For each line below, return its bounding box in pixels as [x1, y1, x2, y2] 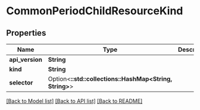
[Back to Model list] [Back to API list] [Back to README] [6, 98, 143, 105]
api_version [9, 55, 43, 64]
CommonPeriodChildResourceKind [6, 4, 183, 18]
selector [9, 78, 33, 87]
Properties [6, 28, 46, 38]
